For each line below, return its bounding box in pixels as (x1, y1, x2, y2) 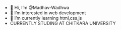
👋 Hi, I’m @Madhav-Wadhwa (10, 5, 70, 10)
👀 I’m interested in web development (10, 10, 86, 16)
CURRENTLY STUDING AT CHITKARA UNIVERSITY (10, 20, 116, 26)
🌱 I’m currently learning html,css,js (10, 15, 82, 21)
